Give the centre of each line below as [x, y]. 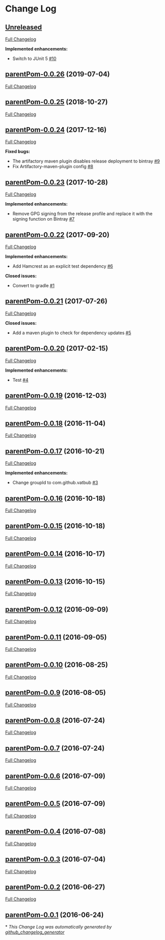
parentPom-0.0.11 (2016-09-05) [56, 637]
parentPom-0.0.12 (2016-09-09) [57, 609]
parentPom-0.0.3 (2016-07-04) [55, 859]
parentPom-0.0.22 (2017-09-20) [57, 235]
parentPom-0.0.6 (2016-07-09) [55, 776]
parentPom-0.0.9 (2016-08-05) [55, 693]
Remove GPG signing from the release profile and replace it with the [82, 214]
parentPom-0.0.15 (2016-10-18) [55, 526]
